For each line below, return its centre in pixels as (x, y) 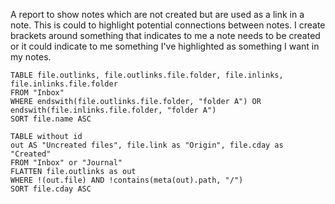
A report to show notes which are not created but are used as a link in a (157, 14)
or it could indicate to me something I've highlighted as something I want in (165, 46)
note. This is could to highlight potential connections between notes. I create (168, 25)
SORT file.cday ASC (51, 189)
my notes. (31, 57)
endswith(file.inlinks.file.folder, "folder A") (113, 110)
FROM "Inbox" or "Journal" (66, 163)
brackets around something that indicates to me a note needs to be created (165, 35)
